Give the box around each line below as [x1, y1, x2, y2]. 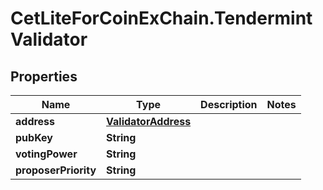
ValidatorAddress [106, 115, 192, 128]
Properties [10, 68, 78, 85]
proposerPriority [15, 163, 97, 177]
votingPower [15, 147, 78, 161]
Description [200, 98, 258, 111]
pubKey [15, 131, 53, 144]
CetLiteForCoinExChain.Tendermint [10, 7, 313, 30]
